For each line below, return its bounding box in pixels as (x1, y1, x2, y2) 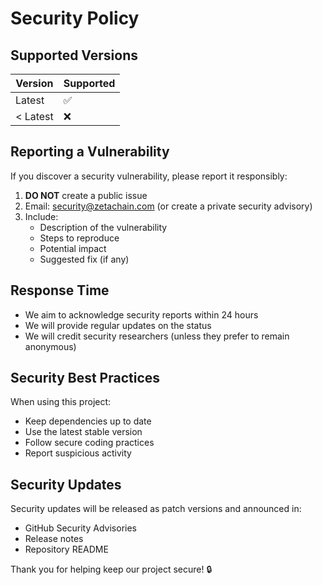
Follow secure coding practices (24, 437, 155, 449)
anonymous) (24, 340, 77, 352)
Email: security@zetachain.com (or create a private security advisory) (24, 200, 313, 212)
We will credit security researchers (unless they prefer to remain (24, 330, 290, 342)
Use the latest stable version (24, 426, 143, 438)
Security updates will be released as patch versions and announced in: (10, 503, 302, 515)
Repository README (24, 543, 109, 556)
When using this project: (10, 396, 112, 408)
